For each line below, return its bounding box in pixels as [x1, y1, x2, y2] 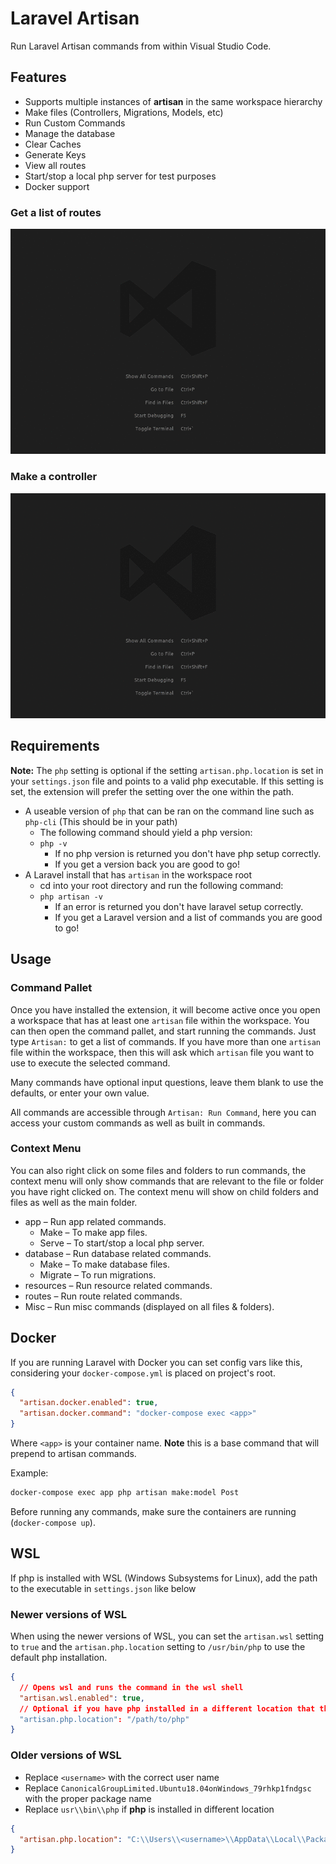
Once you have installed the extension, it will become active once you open [10, 1003, 321, 1016]
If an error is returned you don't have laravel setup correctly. [54, 900, 304, 912]
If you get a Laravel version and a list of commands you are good [54, 911, 323, 923]
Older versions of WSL [10, 1748, 122, 1762]
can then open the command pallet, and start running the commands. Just [10, 1025, 317, 1037]
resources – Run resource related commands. [24, 1279, 213, 1291]
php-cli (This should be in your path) [24, 815, 178, 827]
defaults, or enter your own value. [10, 1087, 150, 1099]
